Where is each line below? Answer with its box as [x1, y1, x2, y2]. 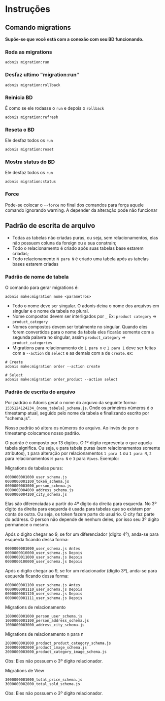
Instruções [5, 3, 51, 15]
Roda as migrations [5, 48, 53, 55]
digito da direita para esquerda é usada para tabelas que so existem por [5, 506, 151, 512]
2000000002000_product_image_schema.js [5, 645, 87, 650]
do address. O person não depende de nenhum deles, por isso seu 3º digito [5, 516, 159, 522]
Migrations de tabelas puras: [5, 465, 63, 471]
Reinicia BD [5, 94, 33, 101]
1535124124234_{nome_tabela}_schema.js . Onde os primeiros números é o [5, 405, 154, 411]
